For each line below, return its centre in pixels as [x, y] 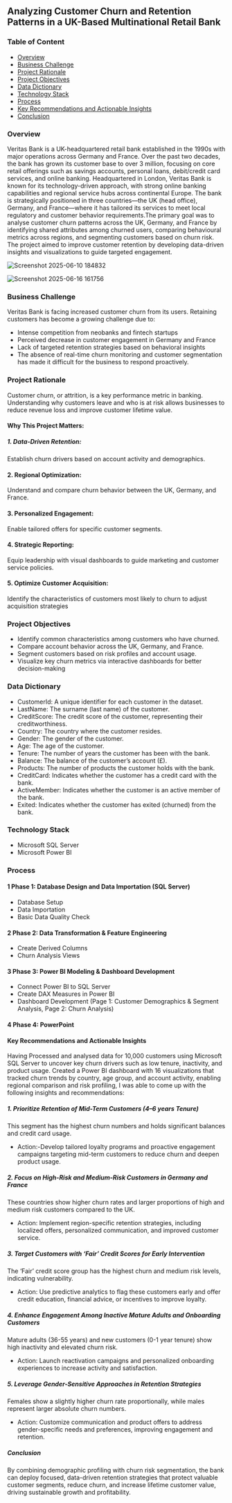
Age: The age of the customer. [61, 746]
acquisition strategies [38, 606]
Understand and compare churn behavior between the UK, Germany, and [112, 490]
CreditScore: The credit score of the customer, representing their [110, 716]
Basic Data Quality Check [53, 916]
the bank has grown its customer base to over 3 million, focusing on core [111, 163]
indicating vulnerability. [41, 1279]
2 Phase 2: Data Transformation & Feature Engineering [87, 933]
